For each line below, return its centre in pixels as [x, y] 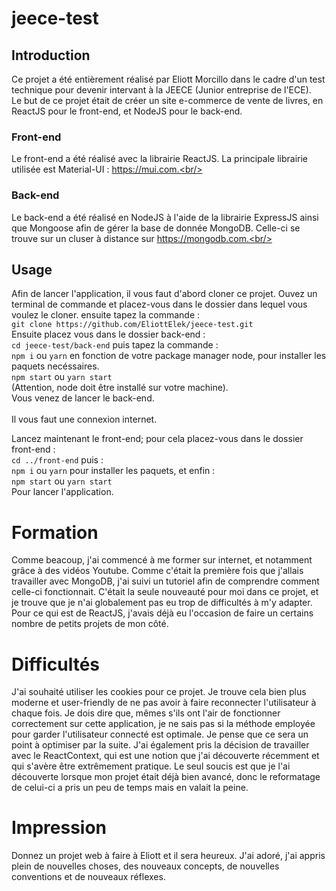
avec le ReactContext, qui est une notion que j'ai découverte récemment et [165, 756]
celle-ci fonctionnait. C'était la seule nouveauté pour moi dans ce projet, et [165, 592]
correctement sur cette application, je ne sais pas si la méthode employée [163, 724]
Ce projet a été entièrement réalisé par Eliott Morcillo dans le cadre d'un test [168, 79]
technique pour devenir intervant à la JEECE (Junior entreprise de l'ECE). [161, 90]
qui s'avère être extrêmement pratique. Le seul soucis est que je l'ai [151, 766]
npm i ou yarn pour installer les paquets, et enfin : [113, 471]
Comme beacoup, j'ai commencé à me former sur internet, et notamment [162, 560]
